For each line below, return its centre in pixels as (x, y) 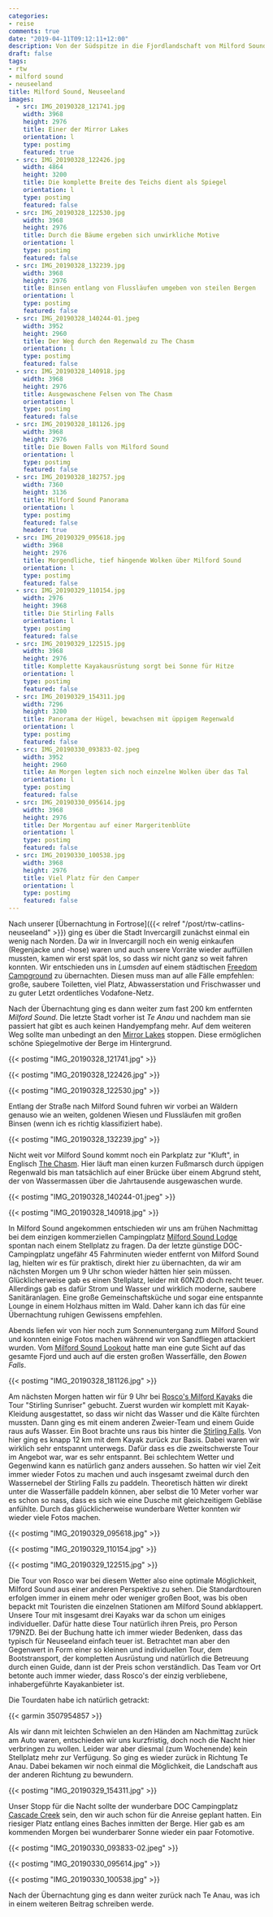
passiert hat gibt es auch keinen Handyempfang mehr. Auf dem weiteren (130, 1026)
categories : (28, 16)
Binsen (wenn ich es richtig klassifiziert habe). (86, 1124)
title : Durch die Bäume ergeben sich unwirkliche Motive (121, 235)
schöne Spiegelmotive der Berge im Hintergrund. (90, 1043)
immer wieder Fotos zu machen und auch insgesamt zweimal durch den (129, 1474)
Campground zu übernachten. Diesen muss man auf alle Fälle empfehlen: (131, 976)
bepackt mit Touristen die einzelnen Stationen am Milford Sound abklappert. (136, 1606)
